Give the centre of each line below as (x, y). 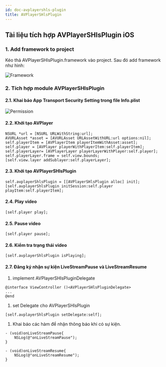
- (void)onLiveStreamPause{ (35, 333)
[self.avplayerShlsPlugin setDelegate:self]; (53, 315)
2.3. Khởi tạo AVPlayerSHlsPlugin (41, 171)
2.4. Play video (21, 202)
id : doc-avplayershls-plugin (36, 10)
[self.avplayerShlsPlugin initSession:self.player (59, 186)
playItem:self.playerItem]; (35, 191)
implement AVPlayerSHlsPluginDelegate (54, 278)
